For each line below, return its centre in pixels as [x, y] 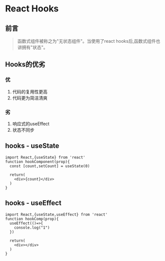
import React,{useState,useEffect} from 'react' [56, 214]
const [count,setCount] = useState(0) [50, 166]
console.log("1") [32, 227]
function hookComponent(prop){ [38, 162]
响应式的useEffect [31, 124]
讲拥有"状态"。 [33, 47]
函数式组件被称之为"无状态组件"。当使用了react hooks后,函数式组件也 [89, 41]
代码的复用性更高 [30, 91]
